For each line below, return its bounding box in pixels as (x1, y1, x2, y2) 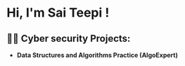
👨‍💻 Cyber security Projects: (6, 33, 131, 44)
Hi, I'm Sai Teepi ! (6, 5, 110, 21)
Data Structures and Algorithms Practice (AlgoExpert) (16, 51, 179, 59)
